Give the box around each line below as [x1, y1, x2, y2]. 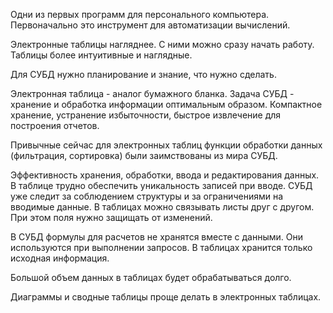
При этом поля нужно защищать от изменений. [10, 212, 213, 223]
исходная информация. [10, 252, 110, 264]
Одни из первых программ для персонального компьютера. [10, 9, 270, 20]
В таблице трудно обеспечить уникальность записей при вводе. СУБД [10, 180, 313, 191]
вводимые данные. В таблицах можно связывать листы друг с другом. [10, 201, 315, 213]
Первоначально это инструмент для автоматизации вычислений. [10, 19, 291, 31]
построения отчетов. [10, 120, 100, 131]
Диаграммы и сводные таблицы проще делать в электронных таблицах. [10, 291, 322, 303]
